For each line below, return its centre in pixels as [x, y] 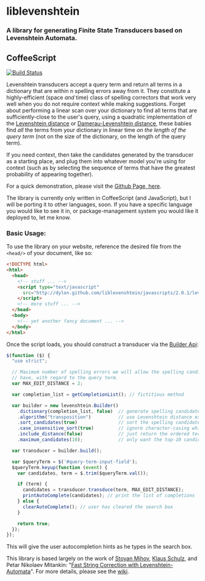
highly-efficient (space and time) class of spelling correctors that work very [101, 97]
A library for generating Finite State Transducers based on [95, 31]
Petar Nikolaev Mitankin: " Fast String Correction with [73, 565]
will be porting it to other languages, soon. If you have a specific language [99, 204]
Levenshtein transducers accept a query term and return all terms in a [94, 84]
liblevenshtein [43, 11]
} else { [28, 501]
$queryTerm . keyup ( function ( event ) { [60, 467]
